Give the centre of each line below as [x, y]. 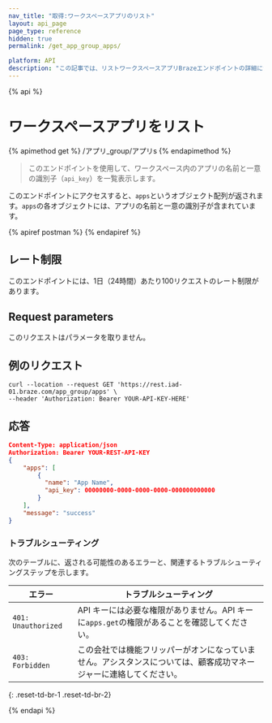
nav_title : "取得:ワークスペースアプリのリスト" [82, 16]
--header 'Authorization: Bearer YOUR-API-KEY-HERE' [99, 399]
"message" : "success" [59, 513]
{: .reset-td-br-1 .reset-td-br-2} [60, 695]
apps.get [102, 623]
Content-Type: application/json [63, 445]
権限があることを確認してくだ [183, 622]
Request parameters [61, 317]
